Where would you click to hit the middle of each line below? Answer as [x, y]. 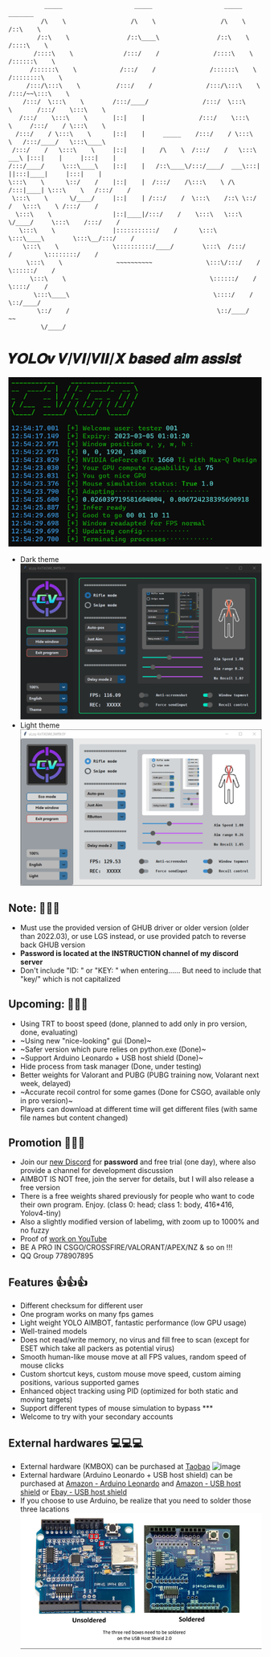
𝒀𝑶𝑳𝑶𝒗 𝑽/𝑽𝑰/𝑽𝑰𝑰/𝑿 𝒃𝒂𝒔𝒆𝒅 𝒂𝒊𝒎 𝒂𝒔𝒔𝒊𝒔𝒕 [125, 359]
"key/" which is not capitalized [70, 978]
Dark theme [39, 560]
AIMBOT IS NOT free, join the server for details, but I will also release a [137, 1179]
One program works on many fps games [87, 1315]
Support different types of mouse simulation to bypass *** [117, 1409]
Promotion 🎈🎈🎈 [47, 1142]
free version [40, 1187]
